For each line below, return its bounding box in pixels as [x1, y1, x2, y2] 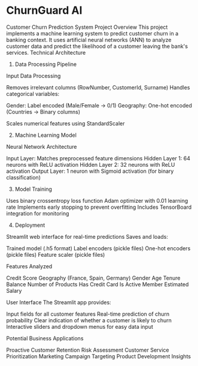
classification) [6, 173, 41, 181]
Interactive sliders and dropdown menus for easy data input [6, 323, 154, 330]
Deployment [14, 221, 45, 229]
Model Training [14, 185, 53, 193]
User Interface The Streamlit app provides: [6, 298, 112, 306]
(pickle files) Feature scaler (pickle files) [6, 251, 105, 258]
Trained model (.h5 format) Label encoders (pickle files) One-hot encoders [6, 244, 191, 252]
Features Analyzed [6, 262, 53, 270]
